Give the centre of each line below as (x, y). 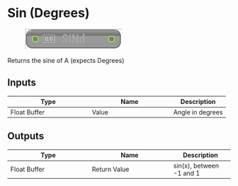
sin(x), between (196, 165)
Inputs (22, 83)
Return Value (110, 169)
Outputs (26, 136)
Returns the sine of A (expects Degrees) (66, 60)
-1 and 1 (187, 173)
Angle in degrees (198, 112)
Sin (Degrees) (49, 13)
